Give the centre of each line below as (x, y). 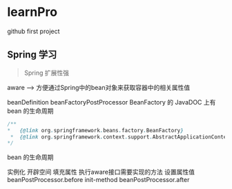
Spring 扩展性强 (46, 73)
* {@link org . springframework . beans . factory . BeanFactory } (96, 130)
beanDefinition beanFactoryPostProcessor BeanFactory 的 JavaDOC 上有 (112, 102)
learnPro (32, 12)
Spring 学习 (32, 55)
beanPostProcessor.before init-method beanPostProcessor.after (98, 180)
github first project (33, 31)
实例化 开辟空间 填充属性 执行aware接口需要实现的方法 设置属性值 (101, 172)
